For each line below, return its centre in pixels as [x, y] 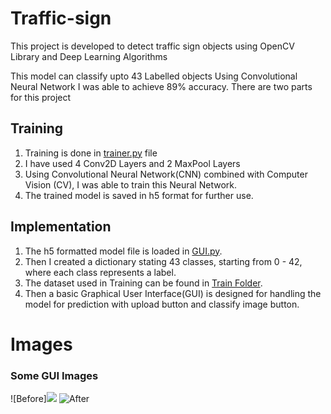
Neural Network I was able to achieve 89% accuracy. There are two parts [161, 86]
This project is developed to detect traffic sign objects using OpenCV [152, 46]
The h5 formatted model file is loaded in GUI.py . [123, 251]
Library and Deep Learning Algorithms [89, 56]
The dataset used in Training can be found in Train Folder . [143, 283]
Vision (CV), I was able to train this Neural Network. [130, 184]
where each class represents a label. [100, 272]
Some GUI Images [54, 375]
